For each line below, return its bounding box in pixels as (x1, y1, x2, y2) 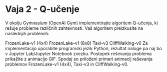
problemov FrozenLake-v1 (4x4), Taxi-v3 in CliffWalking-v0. (5, 61, 128, 67)
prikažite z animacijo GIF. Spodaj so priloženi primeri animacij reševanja (5, 56, 153, 62)
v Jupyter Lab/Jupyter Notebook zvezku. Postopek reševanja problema (5, 51, 152, 57)
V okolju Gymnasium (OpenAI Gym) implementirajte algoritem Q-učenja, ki (5, 20, 158, 26)
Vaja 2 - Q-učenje (5, 3, 80, 15)
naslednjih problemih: (5, 30, 50, 36)
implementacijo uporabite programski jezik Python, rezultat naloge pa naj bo (5, 45, 162, 51)
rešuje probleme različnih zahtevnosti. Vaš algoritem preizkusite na (5, 25, 143, 31)
